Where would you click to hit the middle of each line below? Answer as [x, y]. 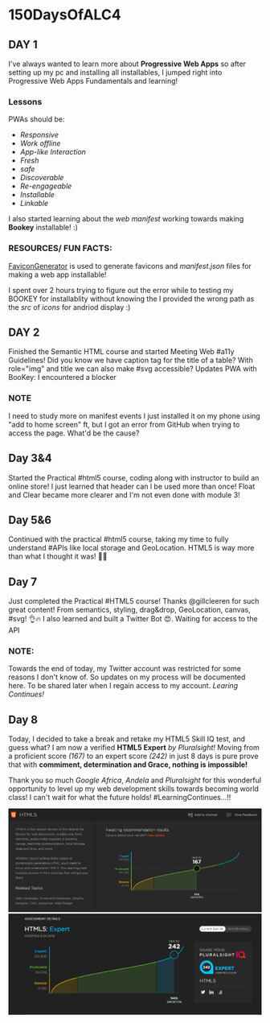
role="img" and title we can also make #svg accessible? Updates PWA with [133, 369]
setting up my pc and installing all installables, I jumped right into [115, 72]
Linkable [34, 204]
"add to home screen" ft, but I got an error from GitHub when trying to [124, 424]
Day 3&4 [30, 458]
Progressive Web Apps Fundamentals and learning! [93, 81]
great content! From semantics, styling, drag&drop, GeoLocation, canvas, [129, 610]
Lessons [25, 101]
